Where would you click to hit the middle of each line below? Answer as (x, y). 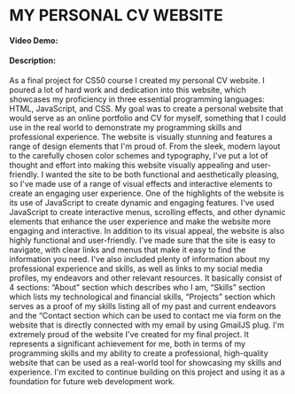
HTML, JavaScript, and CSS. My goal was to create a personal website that (146, 108)
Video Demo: (34, 40)
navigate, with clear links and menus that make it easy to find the (128, 250)
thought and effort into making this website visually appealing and (129, 165)
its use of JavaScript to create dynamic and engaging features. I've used (142, 202)
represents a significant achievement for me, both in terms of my (128, 344)
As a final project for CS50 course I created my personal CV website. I (137, 80)
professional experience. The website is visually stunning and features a (141, 136)
